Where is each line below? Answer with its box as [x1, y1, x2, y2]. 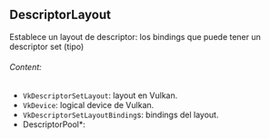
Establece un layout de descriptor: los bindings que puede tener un [9, 31, 262, 42]
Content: [9, 62, 43, 73]
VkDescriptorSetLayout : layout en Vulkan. [22, 90, 178, 101]
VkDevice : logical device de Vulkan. [22, 100, 155, 111]
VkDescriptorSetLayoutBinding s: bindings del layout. [22, 109, 219, 121]
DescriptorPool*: [22, 119, 86, 130]
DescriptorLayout [9, 7, 112, 23]
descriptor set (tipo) [9, 41, 85, 52]
